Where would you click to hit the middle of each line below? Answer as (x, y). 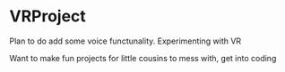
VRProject (48, 16)
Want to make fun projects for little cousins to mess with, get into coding (143, 58)
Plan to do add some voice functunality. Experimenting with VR (125, 41)
